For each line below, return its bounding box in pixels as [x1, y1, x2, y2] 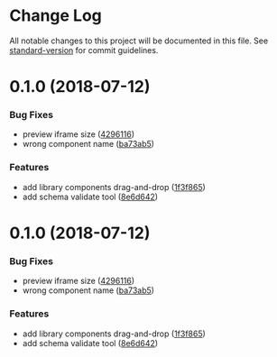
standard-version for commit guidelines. [9, 44, 159, 55]
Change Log [9, 5, 102, 26]
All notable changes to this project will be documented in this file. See [9, 35, 269, 46]
